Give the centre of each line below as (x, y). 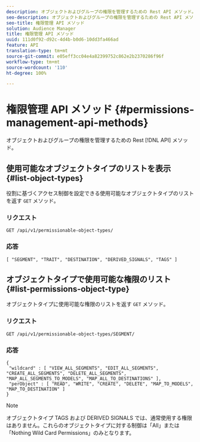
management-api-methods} (77, 123)
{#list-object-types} (45, 178)
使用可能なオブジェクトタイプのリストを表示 (89, 168)
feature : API (22, 46)
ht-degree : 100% (26, 73)
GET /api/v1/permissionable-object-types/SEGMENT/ (70, 334)
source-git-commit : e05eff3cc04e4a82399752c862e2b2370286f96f (85, 56)
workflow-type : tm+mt (33, 62)
